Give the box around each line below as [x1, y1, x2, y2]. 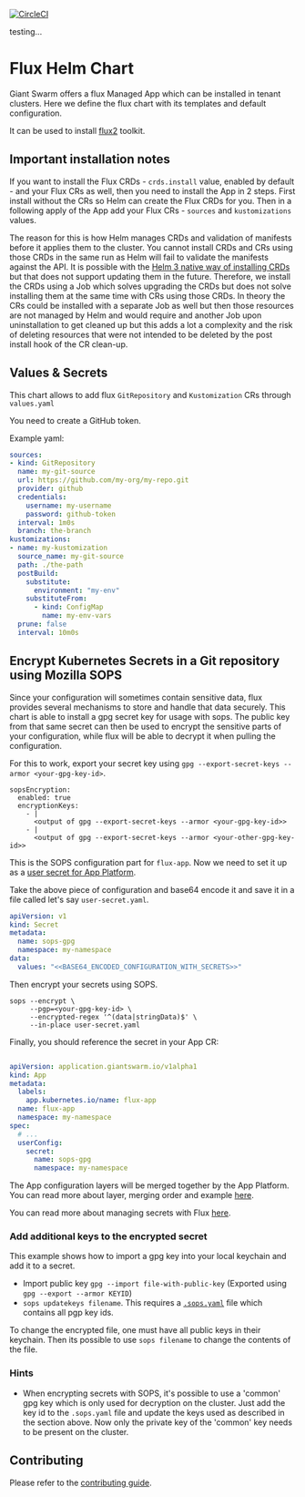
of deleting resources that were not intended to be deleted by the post [9, 329, 273, 340]
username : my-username [25, 501, 112, 510]
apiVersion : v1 [9, 911, 67, 920]
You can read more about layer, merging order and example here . [9, 1190, 255, 1201]
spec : [9, 1121, 30, 1130]
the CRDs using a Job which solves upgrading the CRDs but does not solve [9, 281, 291, 292]
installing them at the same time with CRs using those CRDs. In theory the [9, 290, 286, 301]
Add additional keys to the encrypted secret [9, 1230, 208, 1243]
